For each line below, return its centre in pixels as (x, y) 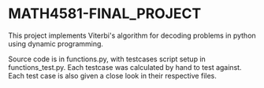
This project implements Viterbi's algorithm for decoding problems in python (132, 35)
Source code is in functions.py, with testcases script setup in (107, 59)
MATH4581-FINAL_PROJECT (105, 14)
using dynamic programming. (56, 43)
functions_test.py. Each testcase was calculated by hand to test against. (125, 67)
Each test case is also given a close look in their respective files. (112, 75)
